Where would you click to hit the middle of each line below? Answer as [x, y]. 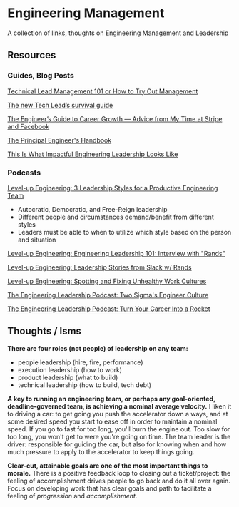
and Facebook [29, 126]
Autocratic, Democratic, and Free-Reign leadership [92, 209]
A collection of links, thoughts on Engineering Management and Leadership [118, 33]
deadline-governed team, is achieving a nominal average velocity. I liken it [119, 406]
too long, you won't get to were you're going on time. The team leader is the [119, 436]
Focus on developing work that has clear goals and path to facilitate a [110, 488]
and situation [37, 240]
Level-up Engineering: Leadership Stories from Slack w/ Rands [100, 267]
